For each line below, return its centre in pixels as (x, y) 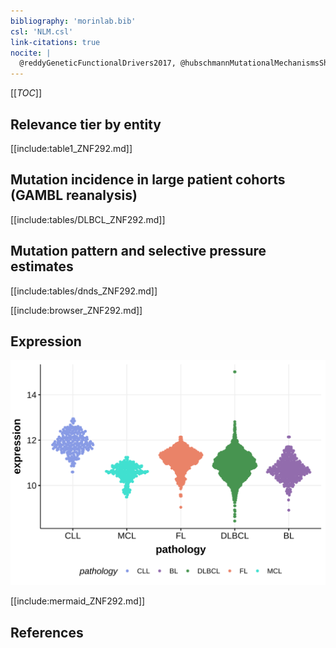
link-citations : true (55, 42)
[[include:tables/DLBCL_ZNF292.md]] (88, 219)
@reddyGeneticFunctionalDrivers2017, (98, 63)
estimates (42, 266)
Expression (46, 341)
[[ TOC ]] (26, 93)
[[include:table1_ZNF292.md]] (71, 148)
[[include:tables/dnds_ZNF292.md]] (84, 291)
